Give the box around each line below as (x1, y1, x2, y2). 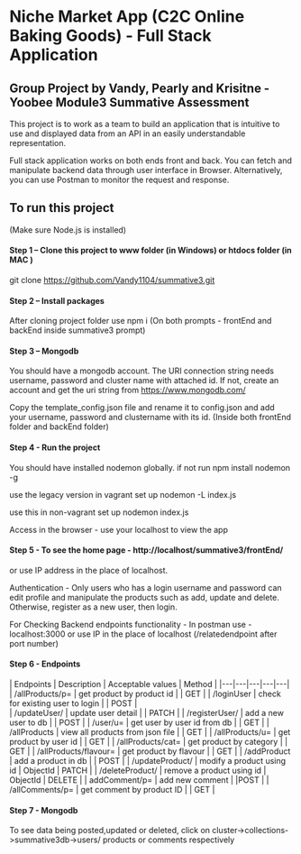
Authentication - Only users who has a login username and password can (9, 582, 282, 592)
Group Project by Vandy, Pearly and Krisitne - (9, 80, 270, 96)
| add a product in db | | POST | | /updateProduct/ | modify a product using (9, 756, 287, 767)
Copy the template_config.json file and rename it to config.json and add (9, 402, 275, 413)
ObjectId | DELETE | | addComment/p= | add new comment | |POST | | (9, 775, 269, 785)
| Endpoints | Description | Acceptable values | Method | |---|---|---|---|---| (9, 679, 290, 690)
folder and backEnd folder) (9, 421, 110, 432)
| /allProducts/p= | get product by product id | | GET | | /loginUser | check (9, 688, 281, 700)
